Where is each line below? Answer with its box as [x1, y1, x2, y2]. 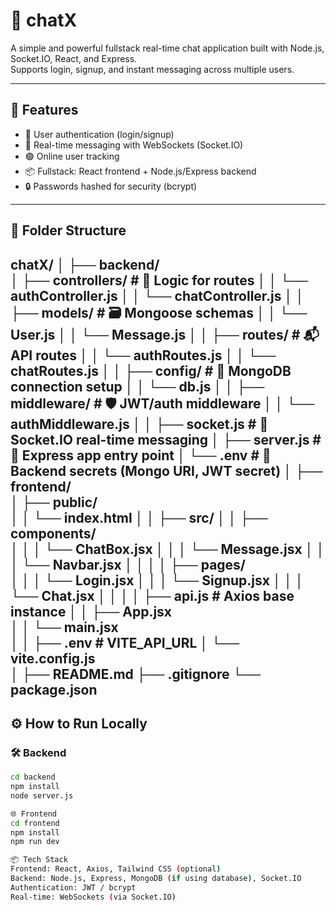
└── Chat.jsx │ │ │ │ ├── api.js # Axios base [10, 587, 295, 604]
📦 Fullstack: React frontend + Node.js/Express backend [24, 165, 257, 177]
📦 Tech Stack [10, 855, 68, 865]
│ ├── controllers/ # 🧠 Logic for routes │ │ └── [10, 272, 309, 289]
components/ [10, 525, 97, 542]
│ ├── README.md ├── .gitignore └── [10, 665, 262, 683]
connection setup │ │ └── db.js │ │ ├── [10, 378, 265, 395]
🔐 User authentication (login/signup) [24, 128, 175, 140]
